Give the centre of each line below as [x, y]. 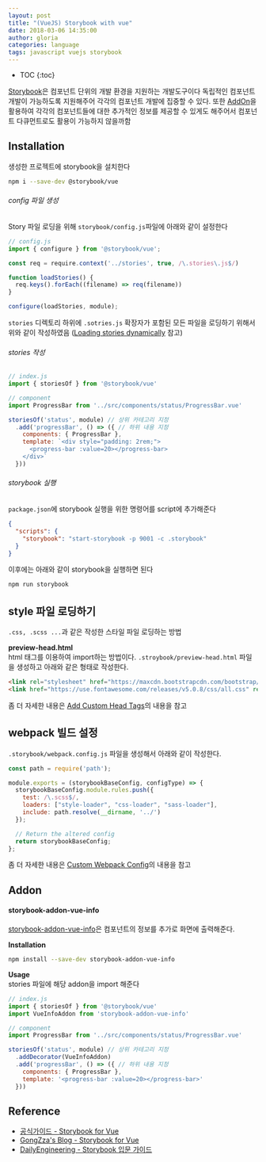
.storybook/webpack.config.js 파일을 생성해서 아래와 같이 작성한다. [115, 753]
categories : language [44, 45]
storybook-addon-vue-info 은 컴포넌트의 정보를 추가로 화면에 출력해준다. [122, 929]
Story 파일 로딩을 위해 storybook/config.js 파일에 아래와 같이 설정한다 [118, 226]
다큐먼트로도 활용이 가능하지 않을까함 [74, 121]
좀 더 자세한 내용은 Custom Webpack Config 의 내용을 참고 [100, 865]
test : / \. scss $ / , [51, 797]
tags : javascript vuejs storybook [65, 52]
